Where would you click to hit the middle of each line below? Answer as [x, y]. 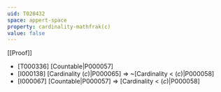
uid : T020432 [26, 14]
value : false [26, 33]
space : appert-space [37, 20]
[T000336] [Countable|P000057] [65, 66]
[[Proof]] [20, 53]
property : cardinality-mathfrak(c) [59, 26]
